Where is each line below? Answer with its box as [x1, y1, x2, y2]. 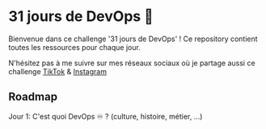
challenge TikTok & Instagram [8, 66, 108, 76]
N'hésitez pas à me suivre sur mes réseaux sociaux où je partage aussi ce [8, 58, 256, 68]
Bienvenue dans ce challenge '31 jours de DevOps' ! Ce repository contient [8, 34, 258, 44]
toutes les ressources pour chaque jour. [8, 42, 141, 52]
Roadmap [8, 90, 58, 104]
